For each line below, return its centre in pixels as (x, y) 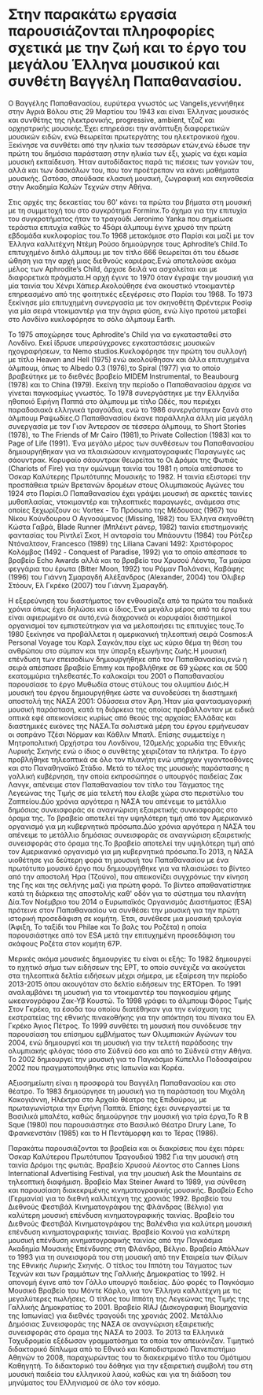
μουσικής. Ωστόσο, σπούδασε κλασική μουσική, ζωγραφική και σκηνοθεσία (131, 178)
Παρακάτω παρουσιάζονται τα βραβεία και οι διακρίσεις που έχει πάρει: (126, 1148)
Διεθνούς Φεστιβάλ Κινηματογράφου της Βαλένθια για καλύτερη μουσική (130, 1223)
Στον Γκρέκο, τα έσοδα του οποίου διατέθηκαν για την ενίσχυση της (120, 1008)
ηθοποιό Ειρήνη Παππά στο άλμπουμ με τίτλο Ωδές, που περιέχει (115, 401)
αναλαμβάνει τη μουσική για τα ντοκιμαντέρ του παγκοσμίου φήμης (120, 992)
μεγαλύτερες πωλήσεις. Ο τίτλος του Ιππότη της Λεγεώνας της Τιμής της (129, 1299)
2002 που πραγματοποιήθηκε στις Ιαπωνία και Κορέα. (97, 1068)
